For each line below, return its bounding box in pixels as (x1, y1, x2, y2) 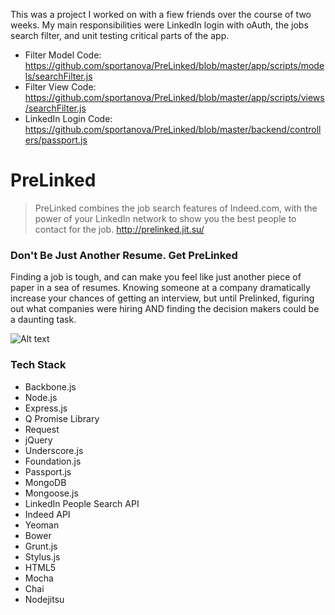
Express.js (24, 402, 68, 414)
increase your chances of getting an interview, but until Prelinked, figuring (10, 292, 315, 304)
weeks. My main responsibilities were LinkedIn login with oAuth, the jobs (10, 19, 309, 31)
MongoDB (24, 476, 67, 488)
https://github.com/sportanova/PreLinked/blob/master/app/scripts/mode (24, 60, 325, 71)
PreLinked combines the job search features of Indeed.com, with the (34, 202, 318, 214)
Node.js (24, 391, 58, 403)
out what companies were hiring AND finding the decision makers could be (10, 303, 320, 315)
